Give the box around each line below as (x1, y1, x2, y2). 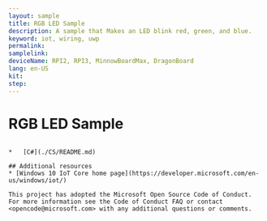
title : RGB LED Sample (8, 19, 85, 28)
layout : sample (8, 11, 60, 20)
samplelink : (8, 49, 49, 57)
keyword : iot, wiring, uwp (8, 34, 100, 43)
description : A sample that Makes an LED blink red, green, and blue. (8, 27, 252, 35)
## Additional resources (8, 163, 93, 171)
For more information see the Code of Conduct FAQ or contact (8, 198, 223, 206)
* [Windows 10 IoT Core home (8, 169, 107, 178)
